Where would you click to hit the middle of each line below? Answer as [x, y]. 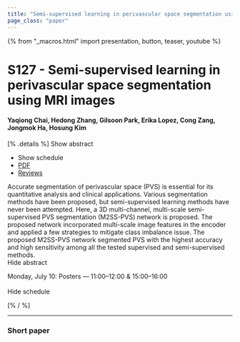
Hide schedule [29, 291]
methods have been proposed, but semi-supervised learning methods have [119, 201]
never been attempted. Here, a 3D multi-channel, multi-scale [97, 209]
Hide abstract [27, 262]
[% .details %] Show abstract [50, 144]
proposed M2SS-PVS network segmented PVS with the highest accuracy [115, 239]
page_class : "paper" [38, 21]
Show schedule [40, 157]
